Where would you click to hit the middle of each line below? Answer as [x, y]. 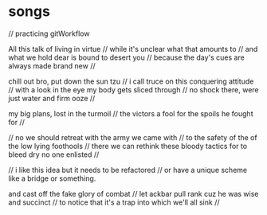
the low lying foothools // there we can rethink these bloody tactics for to [128, 146]
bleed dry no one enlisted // [54, 154]
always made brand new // [52, 65]
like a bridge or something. [52, 178]
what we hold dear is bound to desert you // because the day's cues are [126, 57]
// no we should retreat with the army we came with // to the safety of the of [133, 137]
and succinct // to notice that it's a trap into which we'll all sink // [114, 202]
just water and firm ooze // [52, 98]
